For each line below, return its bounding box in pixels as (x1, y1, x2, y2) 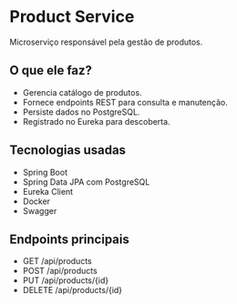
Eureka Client (22, 186, 74, 197)
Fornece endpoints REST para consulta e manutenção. (22, 96, 228, 107)
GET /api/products (22, 256, 93, 267)
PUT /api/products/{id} (22, 275, 109, 286)
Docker (22, 196, 51, 207)
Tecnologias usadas (9, 143, 126, 158)
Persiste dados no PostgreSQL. (22, 106, 140, 117)
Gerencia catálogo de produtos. (22, 86, 143, 97)
